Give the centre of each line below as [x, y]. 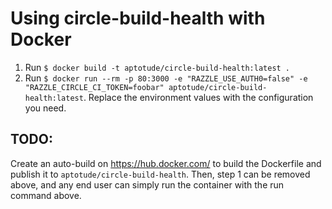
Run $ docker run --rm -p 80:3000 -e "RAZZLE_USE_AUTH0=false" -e [166, 78]
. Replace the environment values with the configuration [198, 97]
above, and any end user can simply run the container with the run [147, 184]
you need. [45, 108]
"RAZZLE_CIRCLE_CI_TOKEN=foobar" [94, 87]
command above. [46, 195]
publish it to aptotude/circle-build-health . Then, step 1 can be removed [160, 174]
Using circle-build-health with [138, 18]
